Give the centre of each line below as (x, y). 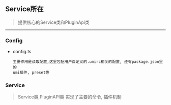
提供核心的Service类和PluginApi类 (54, 22)
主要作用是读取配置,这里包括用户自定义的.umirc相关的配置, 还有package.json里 (88, 62)
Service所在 (25, 9)
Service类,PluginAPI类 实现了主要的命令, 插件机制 (70, 97)
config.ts (22, 52)
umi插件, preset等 (31, 73)
